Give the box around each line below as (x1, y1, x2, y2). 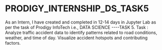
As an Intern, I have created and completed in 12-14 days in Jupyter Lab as (5, 19, 156, 25)
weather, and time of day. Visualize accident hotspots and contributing (5, 35, 148, 41)
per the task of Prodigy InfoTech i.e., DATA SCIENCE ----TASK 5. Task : (5, 24, 149, 30)
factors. (5, 40, 21, 46)
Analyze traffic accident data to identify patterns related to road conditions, (5, 29, 158, 35)
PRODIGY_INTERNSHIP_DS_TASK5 (5, 3, 149, 14)
